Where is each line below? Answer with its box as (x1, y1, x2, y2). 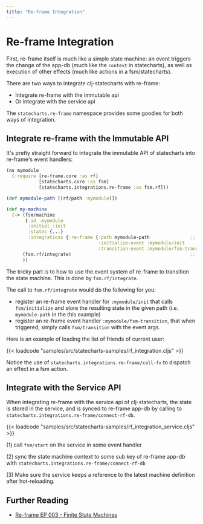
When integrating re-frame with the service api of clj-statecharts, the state (6, 399, 192, 406)
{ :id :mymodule (25, 217, 63, 224)
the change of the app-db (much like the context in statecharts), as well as (6, 61, 192, 68)
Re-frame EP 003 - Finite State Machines (14, 511, 118, 519)
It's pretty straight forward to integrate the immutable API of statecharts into (6, 149, 195, 157)
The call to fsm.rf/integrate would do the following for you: (6, 286, 156, 293)
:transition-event (98, 246, 145, 252)
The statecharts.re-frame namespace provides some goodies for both (6, 110, 183, 117)
